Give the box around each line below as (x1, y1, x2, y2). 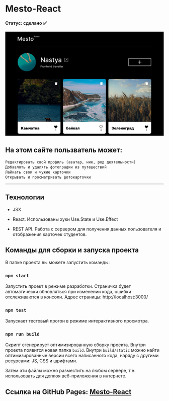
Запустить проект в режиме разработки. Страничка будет (5, 283, 131, 289)
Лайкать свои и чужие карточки (5, 170, 71, 175)
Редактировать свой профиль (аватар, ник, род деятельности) (5, 159, 136, 165)
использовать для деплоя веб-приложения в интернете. (5, 373, 127, 379)
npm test (5, 307, 27, 313)
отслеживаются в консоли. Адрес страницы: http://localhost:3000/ (5, 294, 148, 300)
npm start (5, 273, 29, 278)
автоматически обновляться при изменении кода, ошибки (5, 288, 132, 294)
